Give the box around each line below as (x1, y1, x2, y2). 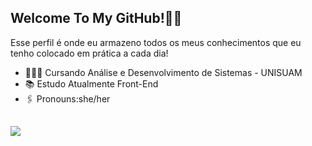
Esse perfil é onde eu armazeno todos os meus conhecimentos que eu (10, 36, 302, 48)
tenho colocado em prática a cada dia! (10, 47, 169, 59)
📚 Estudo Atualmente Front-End (24, 77, 159, 90)
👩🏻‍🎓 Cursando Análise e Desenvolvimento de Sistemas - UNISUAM (24, 66, 303, 78)
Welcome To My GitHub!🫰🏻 (10, 10, 183, 27)
